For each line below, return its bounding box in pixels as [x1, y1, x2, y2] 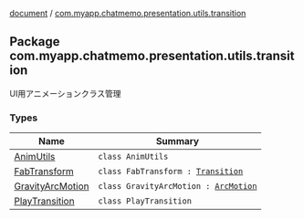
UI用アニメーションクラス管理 [9, 88, 121, 99]
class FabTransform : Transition [98, 166, 244, 177]
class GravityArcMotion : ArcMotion [98, 182, 257, 192]
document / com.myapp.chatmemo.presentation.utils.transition [9, 8, 246, 18]
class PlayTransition [98, 196, 192, 206]
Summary [155, 135, 199, 148]
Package [9, 34, 61, 49]
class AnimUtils [98, 151, 169, 162]
